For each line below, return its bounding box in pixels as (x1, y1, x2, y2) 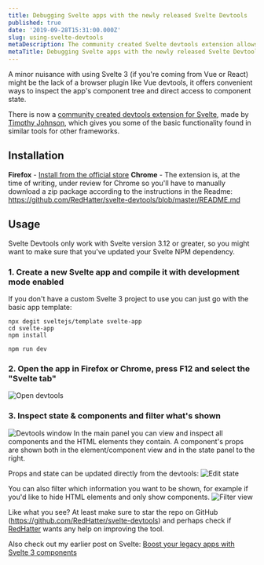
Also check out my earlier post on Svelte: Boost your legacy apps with (8, 539, 235, 549)
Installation (8, 149, 64, 162)
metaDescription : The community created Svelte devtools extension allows (8, 41, 258, 49)
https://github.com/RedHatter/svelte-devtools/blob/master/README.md (8, 195, 241, 204)
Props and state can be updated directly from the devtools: (8, 468, 199, 478)
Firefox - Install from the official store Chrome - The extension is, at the (8, 169, 240, 179)
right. (8, 453, 26, 463)
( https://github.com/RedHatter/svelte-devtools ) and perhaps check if (8, 516, 232, 525)
